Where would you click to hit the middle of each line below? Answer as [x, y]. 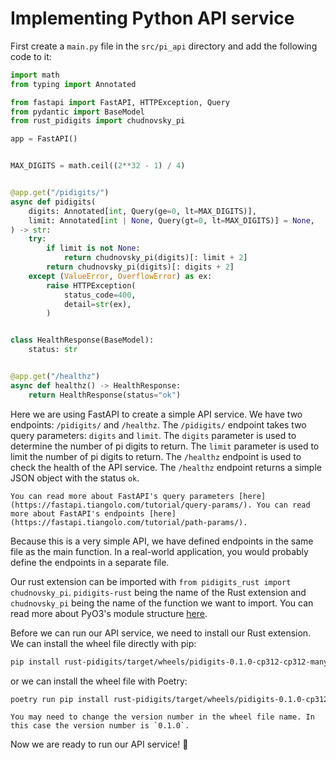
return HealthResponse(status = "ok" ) [105, 395]
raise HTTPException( [91, 285]
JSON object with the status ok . [75, 478]
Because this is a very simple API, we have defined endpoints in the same [162, 541]
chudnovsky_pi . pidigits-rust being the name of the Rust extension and [158, 592]
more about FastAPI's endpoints [77, 513]
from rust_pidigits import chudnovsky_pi [98, 121]
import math [35, 75]
